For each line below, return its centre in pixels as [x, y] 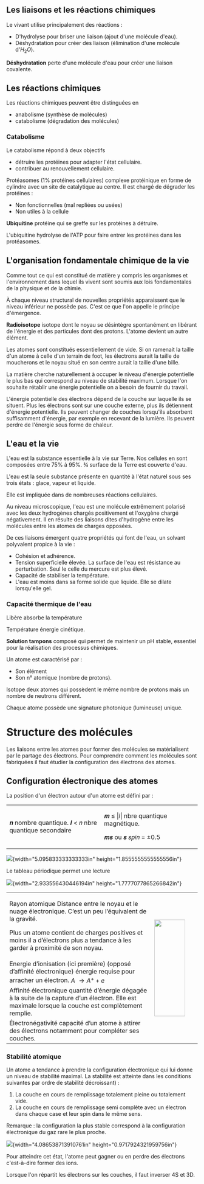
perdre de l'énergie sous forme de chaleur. [60, 425]
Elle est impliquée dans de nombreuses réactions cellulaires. [82, 495]
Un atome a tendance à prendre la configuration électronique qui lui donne [100, 1070]
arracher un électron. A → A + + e [57, 980]
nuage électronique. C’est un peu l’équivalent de [78, 911]
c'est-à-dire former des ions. [42, 1163]
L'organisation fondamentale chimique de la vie [98, 261]
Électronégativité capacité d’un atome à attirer [75, 1023]
